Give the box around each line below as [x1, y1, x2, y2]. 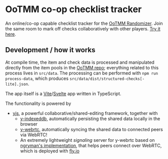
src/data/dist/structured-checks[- [69, 76, 145, 82]
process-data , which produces [5, 75, 69, 82]
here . [5, 31, 16, 37]
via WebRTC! [20, 132, 48, 138]
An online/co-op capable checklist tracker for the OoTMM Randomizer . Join [5, 20, 163, 26]
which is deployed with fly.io [20, 148, 80, 154]
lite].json [5, 82, 28, 87]
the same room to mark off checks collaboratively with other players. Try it [5, 25, 161, 31]
